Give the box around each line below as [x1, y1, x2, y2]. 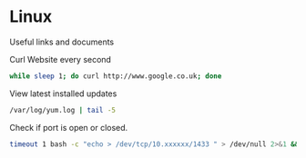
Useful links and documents [9, 36, 115, 47]
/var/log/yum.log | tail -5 [9, 105, 117, 114]
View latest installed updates [9, 88, 117, 99]
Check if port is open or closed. [9, 122, 128, 133]
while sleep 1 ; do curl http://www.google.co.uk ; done [9, 71, 222, 81]
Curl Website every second [9, 54, 112, 64]
